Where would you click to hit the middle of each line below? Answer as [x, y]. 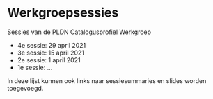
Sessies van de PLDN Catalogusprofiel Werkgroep [79, 32]
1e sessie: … [35, 67]
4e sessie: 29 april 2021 [52, 45]
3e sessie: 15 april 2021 [51, 53]
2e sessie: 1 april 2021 [49, 60]
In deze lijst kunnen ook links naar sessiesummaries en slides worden [107, 80]
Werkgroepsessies [63, 13]
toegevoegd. [25, 88]
